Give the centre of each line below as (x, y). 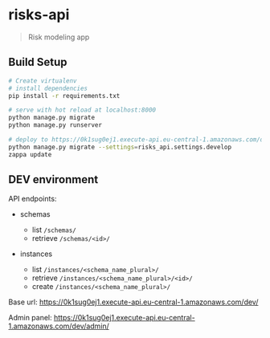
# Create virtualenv (43, 81)
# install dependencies (48, 88)
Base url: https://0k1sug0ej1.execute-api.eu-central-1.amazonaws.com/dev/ (133, 302)
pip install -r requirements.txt (64, 96)
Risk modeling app (59, 37)
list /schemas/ (54, 230)
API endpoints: (33, 199)
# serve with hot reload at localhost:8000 (82, 110)
